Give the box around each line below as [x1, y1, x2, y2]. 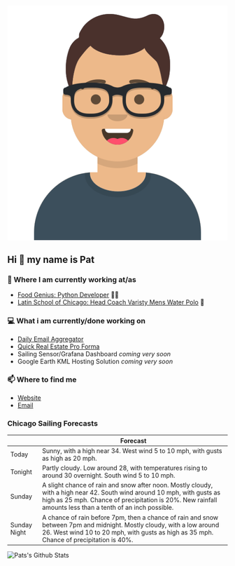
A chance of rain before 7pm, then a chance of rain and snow [41, 513, 219, 521]
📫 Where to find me [7, 375, 77, 384]
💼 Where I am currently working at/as [7, 274, 136, 284]
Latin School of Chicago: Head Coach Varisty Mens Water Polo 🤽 [17, 298, 205, 306]
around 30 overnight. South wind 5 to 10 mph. [41, 471, 176, 480]
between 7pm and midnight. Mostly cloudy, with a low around [41, 520, 220, 529]
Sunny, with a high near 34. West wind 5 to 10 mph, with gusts [41, 446, 222, 454]
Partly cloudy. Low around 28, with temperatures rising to [41, 464, 208, 472]
